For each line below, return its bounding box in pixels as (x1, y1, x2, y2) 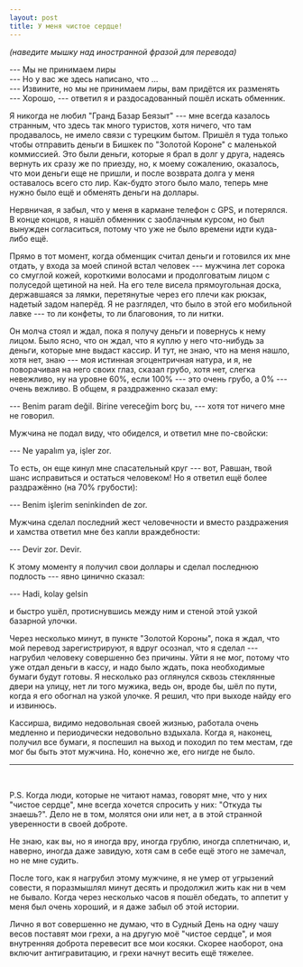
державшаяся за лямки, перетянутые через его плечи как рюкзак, (9, 289, 268, 299)
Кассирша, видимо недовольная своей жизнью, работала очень (9, 717, 259, 728)
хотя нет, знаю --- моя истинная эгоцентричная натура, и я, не (9, 354, 252, 365)
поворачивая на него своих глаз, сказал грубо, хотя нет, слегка (9, 364, 256, 374)
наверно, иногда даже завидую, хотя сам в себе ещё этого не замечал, (9, 845, 287, 856)
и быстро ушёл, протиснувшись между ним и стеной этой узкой (9, 605, 258, 616)
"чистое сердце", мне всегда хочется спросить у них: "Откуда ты (9, 799, 262, 810)
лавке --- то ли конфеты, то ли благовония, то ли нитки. (9, 308, 224, 318)
